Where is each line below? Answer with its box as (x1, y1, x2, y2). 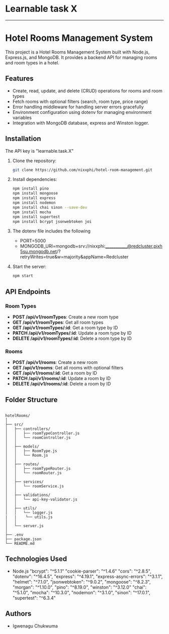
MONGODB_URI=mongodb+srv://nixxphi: (20, 243, 106, 249)
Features (5, 74, 34, 83)
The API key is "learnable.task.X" (5, 148, 74, 154)
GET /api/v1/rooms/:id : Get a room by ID (12, 370, 97, 376)
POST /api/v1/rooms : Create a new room (12, 359, 98, 365)
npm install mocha (12, 210, 51, 215)
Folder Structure (5, 395, 58, 404)
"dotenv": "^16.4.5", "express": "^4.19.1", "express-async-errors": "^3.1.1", (12, 573, 163, 580)
